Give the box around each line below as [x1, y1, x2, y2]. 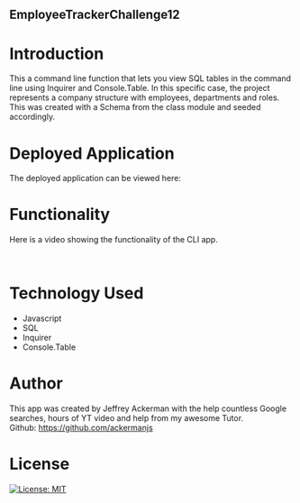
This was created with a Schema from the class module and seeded [9, 102, 261, 113]
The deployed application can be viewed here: [9, 173, 182, 184]
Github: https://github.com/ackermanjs [9, 423, 153, 434]
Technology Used [9, 283, 144, 304]
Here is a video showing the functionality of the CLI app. [9, 234, 218, 245]
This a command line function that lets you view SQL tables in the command [9, 73, 291, 84]
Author [9, 373, 63, 394]
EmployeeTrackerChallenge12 [9, 7, 180, 23]
